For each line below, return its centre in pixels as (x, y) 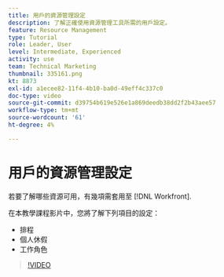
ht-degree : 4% (31, 125)
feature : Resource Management (58, 30)
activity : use (31, 60)
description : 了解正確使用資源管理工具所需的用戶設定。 (90, 23)
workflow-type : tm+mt (44, 111)
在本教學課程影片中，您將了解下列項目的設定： (84, 213)
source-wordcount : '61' (47, 118)
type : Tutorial (33, 37)
